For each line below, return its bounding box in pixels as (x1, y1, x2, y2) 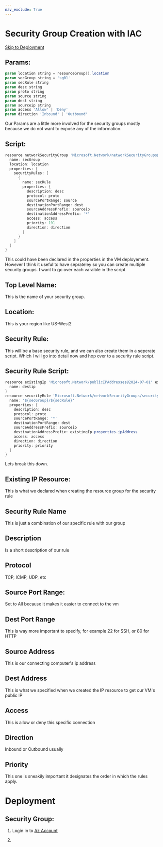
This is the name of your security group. (5, 294, 85, 300)
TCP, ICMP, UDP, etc (5, 574, 47, 580)
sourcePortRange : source (26, 198, 77, 203)
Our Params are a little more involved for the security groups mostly (5, 121, 141, 126)
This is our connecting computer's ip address (5, 660, 96, 666)
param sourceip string (5, 103, 51, 107)
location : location (9, 161, 49, 167)
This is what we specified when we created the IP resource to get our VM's (5, 687, 155, 693)
